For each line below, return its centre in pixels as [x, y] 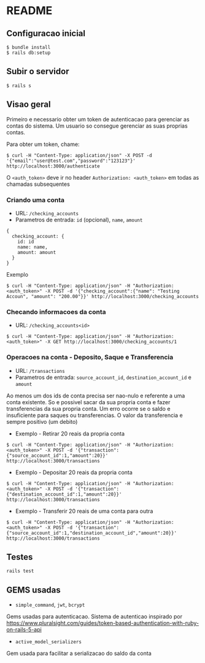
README [29, 11]
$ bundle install [29, 47]
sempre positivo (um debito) [42, 421]
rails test [20, 571]
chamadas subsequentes [38, 184]
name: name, [33, 247]
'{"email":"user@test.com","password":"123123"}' [71, 161]
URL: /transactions [40, 370]
